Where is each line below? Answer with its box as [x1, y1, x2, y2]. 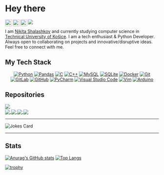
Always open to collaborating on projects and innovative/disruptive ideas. [5, 39, 153, 45]
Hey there [5, 3, 46, 14]
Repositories [5, 91, 45, 99]
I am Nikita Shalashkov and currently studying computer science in [5, 28, 140, 34]
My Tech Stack [5, 58, 51, 67]
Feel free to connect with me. [5, 44, 64, 50]
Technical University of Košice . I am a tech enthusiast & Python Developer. [5, 33, 155, 39]
